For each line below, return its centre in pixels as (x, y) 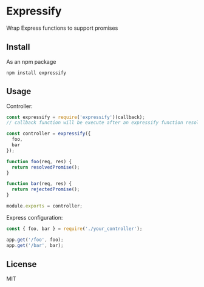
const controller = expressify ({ (49, 134)
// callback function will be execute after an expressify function (95, 123)
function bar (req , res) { (39, 184)
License (22, 264)
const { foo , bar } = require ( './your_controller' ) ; (74, 229)
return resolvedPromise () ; (46, 167)
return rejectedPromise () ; (46, 189)
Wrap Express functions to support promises (62, 28)
